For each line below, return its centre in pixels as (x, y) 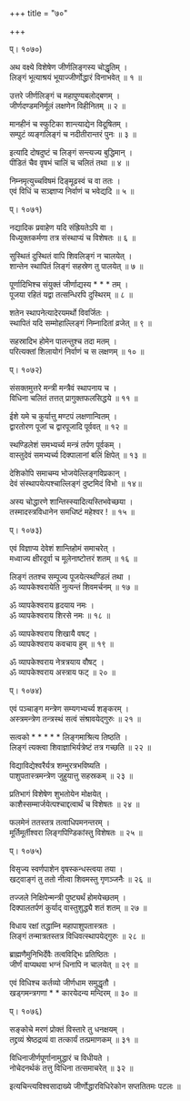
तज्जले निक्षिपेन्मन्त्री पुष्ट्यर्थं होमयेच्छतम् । (68, 897)
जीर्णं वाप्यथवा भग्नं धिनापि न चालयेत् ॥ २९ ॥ (74, 965)
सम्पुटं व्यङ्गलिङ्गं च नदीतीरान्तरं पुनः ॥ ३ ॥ (73, 134)
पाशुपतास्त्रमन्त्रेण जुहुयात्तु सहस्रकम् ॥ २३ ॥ (71, 776)
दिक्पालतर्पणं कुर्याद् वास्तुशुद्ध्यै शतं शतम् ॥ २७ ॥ (78, 908)
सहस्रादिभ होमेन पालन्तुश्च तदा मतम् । (63, 341)
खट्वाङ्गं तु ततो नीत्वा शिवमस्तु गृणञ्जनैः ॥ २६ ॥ (80, 879)
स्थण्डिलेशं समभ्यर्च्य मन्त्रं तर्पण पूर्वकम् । (65, 444)
